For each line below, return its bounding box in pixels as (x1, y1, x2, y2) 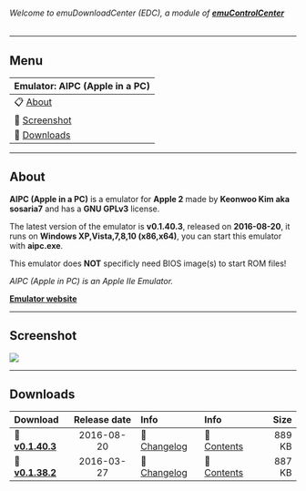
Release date (74, 414, 132, 426)
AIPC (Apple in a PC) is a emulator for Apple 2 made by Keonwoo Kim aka (9, 193, 290, 204)
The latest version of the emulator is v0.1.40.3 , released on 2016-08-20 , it (9, 220, 291, 231)
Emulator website (9, 292, 77, 304)
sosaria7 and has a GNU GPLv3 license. (9, 203, 160, 214)
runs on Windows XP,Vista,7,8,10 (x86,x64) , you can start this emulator (9, 230, 282, 241)
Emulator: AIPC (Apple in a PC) (14, 80, 150, 93)
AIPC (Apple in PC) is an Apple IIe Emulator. (9, 275, 174, 286)
